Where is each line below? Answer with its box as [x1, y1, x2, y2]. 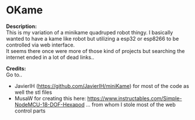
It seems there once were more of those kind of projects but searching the [6, 47, 185, 54]
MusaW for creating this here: [14, 94, 86, 102]
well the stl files [14, 89, 53, 96]
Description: [6, 23, 37, 30]
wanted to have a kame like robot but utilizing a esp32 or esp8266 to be [6, 35, 179, 42]
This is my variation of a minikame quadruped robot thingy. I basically [6, 29, 173, 36]
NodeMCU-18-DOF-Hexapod [14, 101, 85, 108]
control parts [14, 107, 46, 114]
